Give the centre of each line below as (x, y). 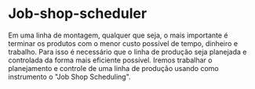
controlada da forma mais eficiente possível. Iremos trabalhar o (110, 60)
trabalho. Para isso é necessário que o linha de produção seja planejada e (127, 52)
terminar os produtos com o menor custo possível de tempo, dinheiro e (123, 43)
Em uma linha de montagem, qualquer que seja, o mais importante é (118, 35)
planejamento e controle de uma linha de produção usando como (114, 68)
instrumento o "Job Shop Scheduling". (69, 77)
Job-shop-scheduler (78, 14)
